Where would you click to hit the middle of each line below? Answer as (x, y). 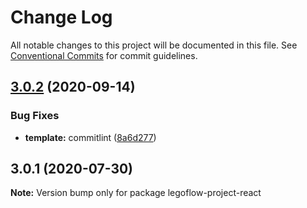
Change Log (61, 17)
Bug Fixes (35, 116)
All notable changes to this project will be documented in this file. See (154, 45)
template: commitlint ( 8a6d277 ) (90, 137)
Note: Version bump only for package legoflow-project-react (136, 193)
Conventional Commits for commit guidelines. (104, 55)
